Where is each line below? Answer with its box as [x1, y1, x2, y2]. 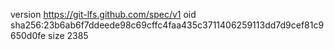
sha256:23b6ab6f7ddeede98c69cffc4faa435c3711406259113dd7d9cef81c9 [10, 19, 325, 31]
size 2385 [48, 30, 89, 41]
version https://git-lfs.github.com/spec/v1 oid [10, 9, 197, 20]
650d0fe [10, 30, 47, 41]
